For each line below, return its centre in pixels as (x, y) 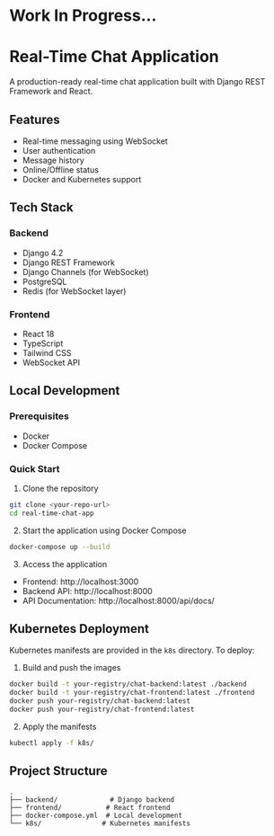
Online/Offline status (60, 169)
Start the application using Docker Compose (104, 530)
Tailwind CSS (47, 352)
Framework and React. (51, 92)
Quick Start (35, 468)
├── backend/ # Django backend (92, 800)
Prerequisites (39, 416)
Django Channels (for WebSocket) (86, 271)
